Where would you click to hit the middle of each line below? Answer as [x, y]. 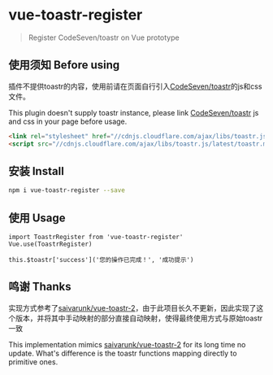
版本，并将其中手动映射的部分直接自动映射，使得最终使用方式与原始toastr [139, 318]
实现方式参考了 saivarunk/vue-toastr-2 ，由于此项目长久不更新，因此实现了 [132, 307]
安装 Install [37, 171]
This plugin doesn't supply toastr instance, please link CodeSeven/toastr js [134, 112]
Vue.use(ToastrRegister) [50, 244]
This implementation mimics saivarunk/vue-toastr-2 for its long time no [127, 344]
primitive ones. [33, 362]
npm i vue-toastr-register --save [67, 190]
